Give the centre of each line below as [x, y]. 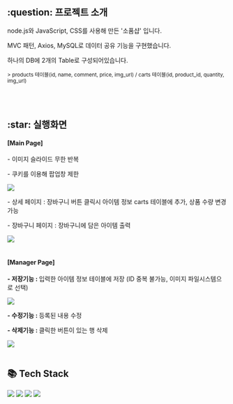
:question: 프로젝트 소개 [58, 13]
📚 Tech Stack [38, 374]
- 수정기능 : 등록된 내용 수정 [45, 315]
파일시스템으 [205, 279]
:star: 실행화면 [37, 125]
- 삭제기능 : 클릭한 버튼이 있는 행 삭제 [58, 330]
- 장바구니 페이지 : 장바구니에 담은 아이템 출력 [69, 226]
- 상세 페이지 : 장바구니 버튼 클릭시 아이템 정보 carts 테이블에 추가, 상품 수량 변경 [117, 202]
